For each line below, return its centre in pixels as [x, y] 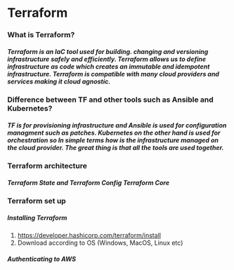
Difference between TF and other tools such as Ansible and [111, 100]
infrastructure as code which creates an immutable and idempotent [109, 66]
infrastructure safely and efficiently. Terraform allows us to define [107, 59]
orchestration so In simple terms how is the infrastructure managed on [113, 140]
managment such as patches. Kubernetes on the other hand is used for [114, 133]
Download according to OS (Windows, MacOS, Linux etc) [100, 243]
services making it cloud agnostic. [59, 81]
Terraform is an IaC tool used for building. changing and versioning [108, 51]
